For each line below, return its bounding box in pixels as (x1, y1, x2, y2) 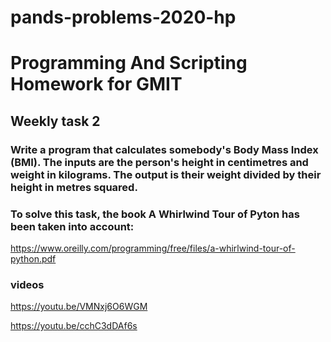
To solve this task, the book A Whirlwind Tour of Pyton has (10, 207, 300, 221)
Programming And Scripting (10, 52, 248, 75)
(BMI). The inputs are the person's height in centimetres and (10, 155, 309, 169)
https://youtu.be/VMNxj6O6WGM (10, 301, 148, 313)
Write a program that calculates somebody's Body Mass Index (10, 142, 319, 156)
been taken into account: (10, 219, 135, 233)
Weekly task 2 (10, 112, 101, 130)
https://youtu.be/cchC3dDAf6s (10, 320, 138, 332)
